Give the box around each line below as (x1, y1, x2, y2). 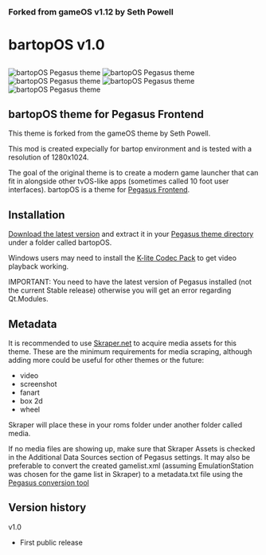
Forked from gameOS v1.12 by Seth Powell (8, 6, 174, 18)
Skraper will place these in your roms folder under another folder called (8, 419, 243, 429)
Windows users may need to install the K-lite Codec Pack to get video (8, 254, 237, 263)
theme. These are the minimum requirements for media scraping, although (8, 346, 252, 356)
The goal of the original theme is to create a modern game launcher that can (8, 168, 259, 178)
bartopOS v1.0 (8, 36, 105, 54)
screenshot (19, 379, 57, 388)
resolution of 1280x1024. (8, 152, 89, 162)
